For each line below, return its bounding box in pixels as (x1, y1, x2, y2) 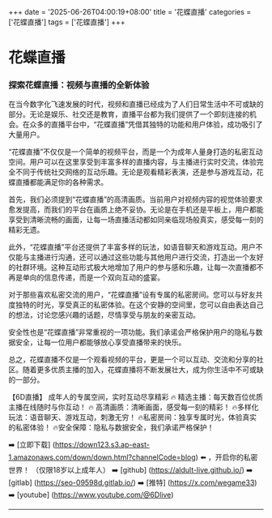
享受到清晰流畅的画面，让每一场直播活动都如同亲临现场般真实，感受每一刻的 (8, 215, 264, 225)
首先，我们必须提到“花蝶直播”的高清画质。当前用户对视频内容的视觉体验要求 (8, 195, 263, 204)
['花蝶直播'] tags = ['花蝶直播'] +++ (8, 17, 125, 27)
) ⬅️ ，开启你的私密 (195, 452, 258, 462)
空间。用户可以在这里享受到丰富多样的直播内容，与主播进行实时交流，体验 (8, 157, 257, 167)
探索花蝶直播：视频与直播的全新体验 (8, 79, 150, 91)
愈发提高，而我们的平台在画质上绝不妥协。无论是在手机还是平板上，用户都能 (8, 205, 264, 215)
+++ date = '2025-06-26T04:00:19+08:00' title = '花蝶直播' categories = (8, 7, 252, 16)
